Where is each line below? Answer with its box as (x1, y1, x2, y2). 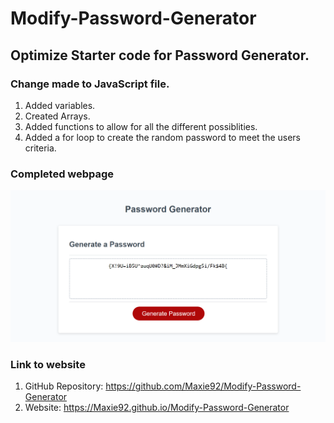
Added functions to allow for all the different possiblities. (24, 120, 258, 132)
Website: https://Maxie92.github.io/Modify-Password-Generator (24, 402, 290, 414)
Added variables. (24, 99, 96, 111)
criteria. (24, 142, 57, 154)
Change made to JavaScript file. (10, 77, 170, 91)
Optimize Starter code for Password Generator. (10, 47, 310, 64)
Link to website (10, 357, 86, 371)
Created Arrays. (24, 110, 91, 122)
